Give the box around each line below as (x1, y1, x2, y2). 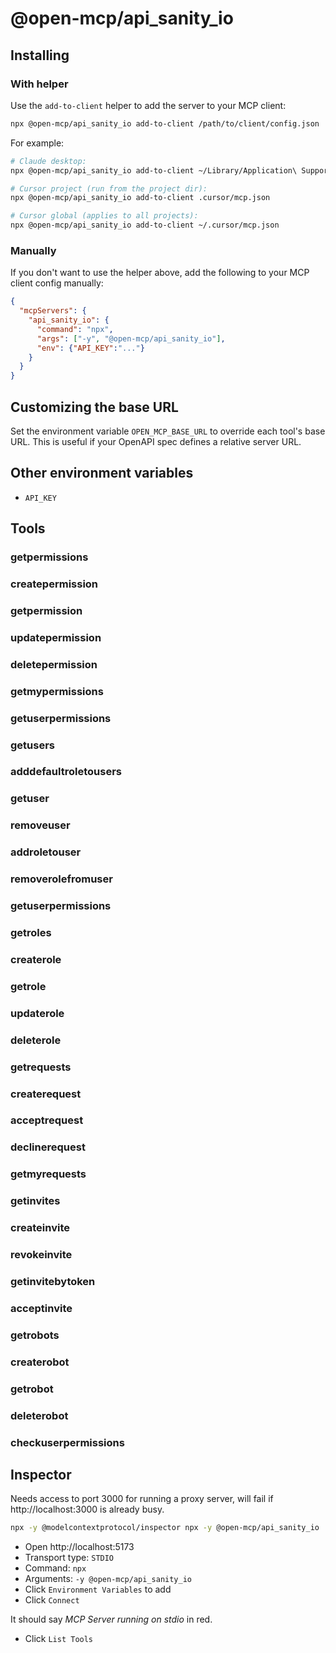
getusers (10, 738, 55, 752)
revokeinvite (10, 1248, 73, 1262)
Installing (10, 47, 70, 64)
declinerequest (10, 1140, 86, 1154)
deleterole (10, 1033, 62, 1047)
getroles (10, 926, 52, 940)
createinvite (10, 1221, 71, 1235)
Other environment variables (10, 465, 194, 482)
